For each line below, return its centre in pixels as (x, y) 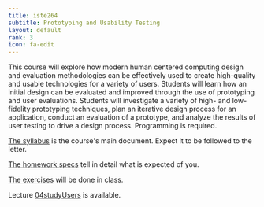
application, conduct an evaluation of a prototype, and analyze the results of (132, 117)
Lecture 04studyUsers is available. (65, 195)
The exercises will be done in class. (66, 180)
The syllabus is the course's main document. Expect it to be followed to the (130, 141)
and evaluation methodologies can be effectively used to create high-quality (132, 76)
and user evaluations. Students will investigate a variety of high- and (119, 101)
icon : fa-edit (32, 45)
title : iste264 (33, 15)
